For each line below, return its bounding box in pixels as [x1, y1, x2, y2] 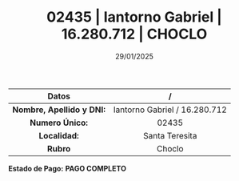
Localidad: [38, 130, 80, 141]
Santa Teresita [142, 130, 197, 141]
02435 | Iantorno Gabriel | [46, 8, 222, 26]
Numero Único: [30, 117, 89, 128]
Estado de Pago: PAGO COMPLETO [8, 163, 126, 173]
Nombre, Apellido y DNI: [12, 104, 106, 115]
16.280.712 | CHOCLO [61, 25, 208, 43]
